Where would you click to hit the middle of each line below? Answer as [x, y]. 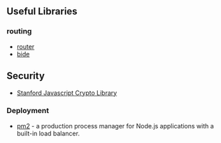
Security [26, 76]
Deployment [28, 111]
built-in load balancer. [48, 133]
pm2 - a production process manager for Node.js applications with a [115, 126]
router [26, 46]
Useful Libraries [42, 12]
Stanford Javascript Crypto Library [67, 93]
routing [19, 31]
